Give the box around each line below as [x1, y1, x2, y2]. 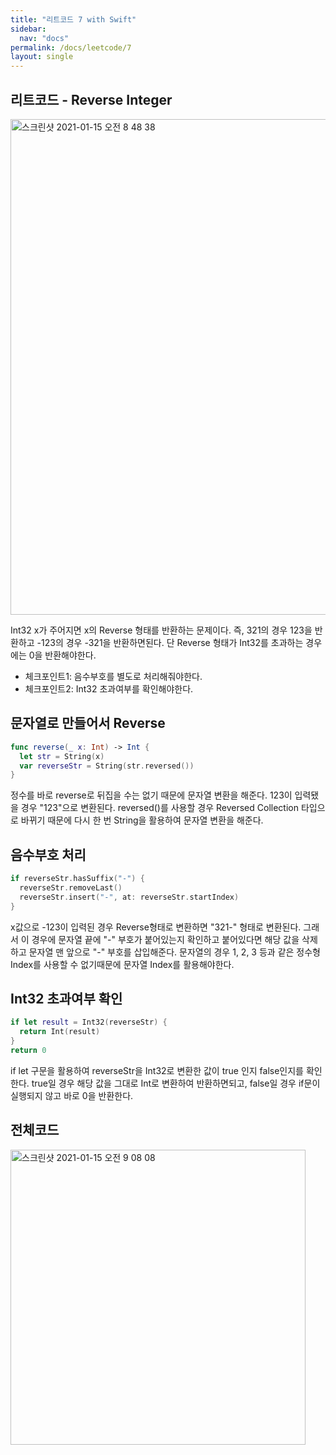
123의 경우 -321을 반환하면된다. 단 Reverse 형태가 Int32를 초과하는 [41, 636, 304, 648]
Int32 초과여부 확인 [10, 990, 123, 1007]
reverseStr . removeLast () [19, 882, 123, 893]
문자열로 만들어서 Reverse [10, 715, 166, 732]
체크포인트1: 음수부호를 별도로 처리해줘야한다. [24, 670, 203, 682]
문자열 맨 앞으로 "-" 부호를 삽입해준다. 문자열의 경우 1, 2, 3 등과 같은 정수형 [28, 946, 321, 958]
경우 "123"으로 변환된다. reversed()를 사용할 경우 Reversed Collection [20, 802, 299, 814]
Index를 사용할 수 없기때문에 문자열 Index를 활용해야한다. [10, 958, 235, 970]
